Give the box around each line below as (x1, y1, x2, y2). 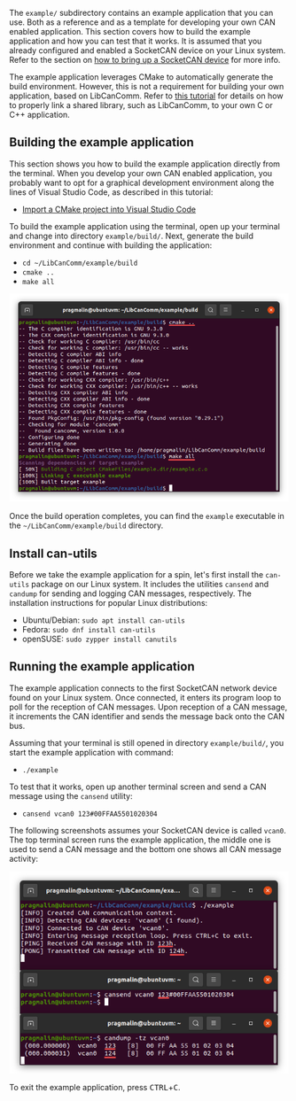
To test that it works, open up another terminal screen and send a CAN (9, 781, 268, 792)
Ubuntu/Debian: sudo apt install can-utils (21, 615, 186, 625)
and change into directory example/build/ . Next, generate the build (9, 230, 254, 241)
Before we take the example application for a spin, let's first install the (9, 570, 264, 580)
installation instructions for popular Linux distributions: (9, 598, 208, 609)
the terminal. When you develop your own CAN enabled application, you (9, 167, 273, 178)
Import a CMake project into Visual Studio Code (21, 204, 197, 214)
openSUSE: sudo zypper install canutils (21, 633, 177, 645)
